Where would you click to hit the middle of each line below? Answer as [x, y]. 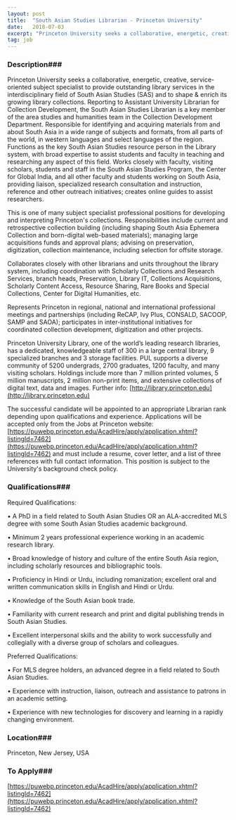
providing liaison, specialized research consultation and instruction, [105, 184]
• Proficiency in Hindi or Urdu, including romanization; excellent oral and [112, 579]
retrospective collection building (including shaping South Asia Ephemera [113, 228]
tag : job [20, 40]
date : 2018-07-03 [36, 27]
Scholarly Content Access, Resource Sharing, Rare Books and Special [108, 286]
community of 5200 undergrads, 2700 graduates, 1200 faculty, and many [113, 365]
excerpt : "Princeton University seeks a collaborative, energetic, [108, 33]
